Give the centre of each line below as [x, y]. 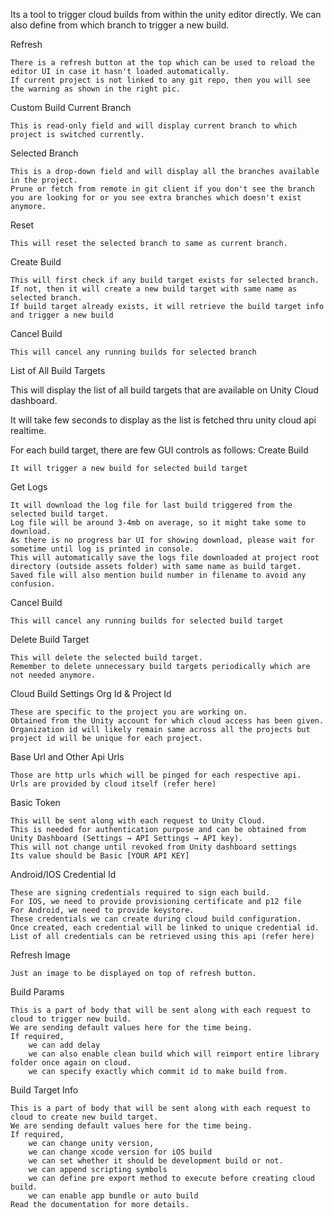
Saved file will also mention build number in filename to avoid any [158, 575]
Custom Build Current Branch [71, 107]
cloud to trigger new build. [71, 1019]
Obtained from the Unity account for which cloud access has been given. [167, 721]
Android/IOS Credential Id [63, 874]
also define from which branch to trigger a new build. [120, 25]
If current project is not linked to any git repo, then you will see [160, 80]
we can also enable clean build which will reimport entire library [174, 1054]
